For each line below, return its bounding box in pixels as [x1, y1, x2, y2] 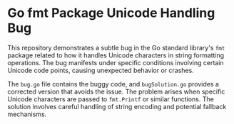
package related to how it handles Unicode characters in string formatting [7, 51, 225, 60]
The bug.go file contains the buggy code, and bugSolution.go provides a [7, 79, 220, 88]
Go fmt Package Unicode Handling [7, 5, 215, 21]
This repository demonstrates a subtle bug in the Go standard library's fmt [7, 43, 225, 52]
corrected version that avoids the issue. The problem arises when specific [7, 87, 225, 96]
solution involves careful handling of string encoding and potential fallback [7, 102, 227, 111]
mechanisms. [7, 110, 47, 118]
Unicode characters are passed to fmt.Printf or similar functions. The [7, 94, 214, 103]
